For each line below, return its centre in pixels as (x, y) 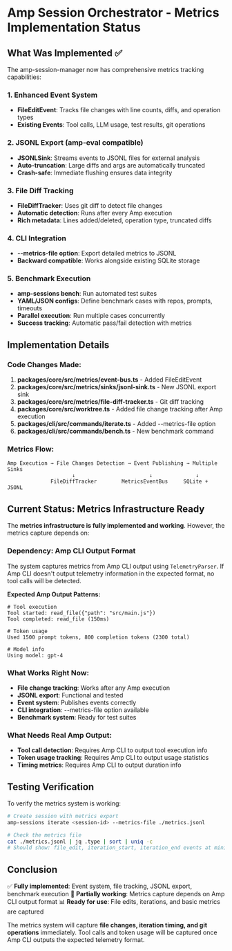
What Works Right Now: (48, 673)
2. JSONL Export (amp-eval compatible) (75, 143)
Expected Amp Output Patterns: (54, 594)
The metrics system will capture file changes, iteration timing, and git (107, 925)
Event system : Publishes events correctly (77, 702)
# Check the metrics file (44, 835)
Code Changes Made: (44, 364)
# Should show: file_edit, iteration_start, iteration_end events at (109, 848)
